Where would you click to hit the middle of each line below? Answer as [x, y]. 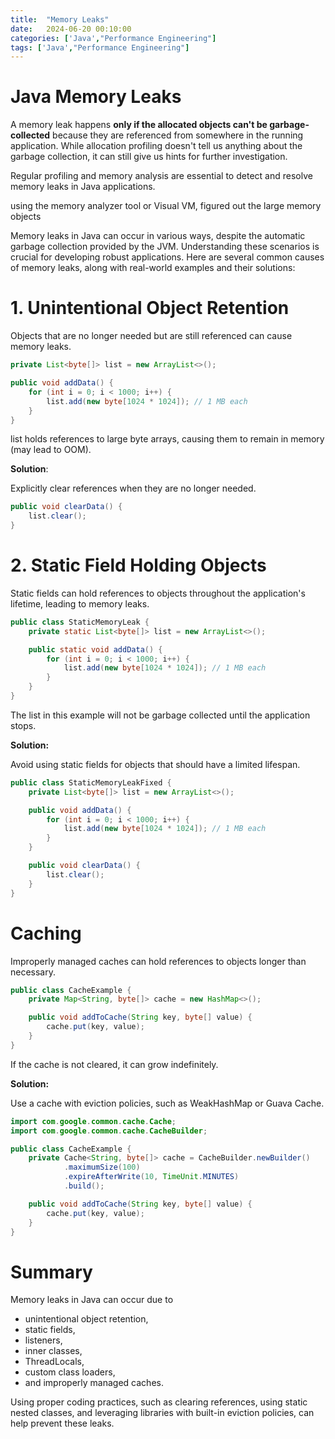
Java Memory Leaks [96, 97]
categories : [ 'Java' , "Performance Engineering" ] [113, 38]
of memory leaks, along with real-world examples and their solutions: [153, 268]
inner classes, [53, 1351]
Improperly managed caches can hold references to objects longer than [158, 961]
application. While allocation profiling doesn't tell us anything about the [156, 146]
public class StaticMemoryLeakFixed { [91, 782]
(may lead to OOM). [51, 450]
